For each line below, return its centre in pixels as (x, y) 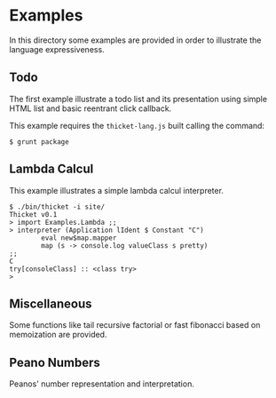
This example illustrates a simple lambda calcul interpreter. (117, 190)
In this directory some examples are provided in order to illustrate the (135, 40)
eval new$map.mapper (79, 238)
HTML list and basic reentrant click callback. (91, 108)
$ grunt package (39, 142)
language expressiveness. (57, 49)
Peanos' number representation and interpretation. (102, 384)
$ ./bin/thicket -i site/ (57, 207)
